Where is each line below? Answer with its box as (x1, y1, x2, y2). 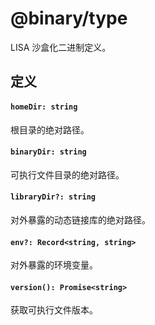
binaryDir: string (10, 147, 87, 157)
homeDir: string (10, 102, 78, 112)
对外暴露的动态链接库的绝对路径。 (10, 213, 151, 226)
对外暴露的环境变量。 (10, 259, 98, 271)
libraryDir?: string (10, 192, 97, 202)
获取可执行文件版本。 (10, 304, 98, 316)
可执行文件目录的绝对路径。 (10, 168, 125, 181)
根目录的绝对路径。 (10, 123, 90, 136)
